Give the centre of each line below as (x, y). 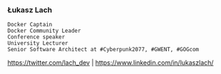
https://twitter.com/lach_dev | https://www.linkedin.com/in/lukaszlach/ (110, 63)
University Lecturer (38, 43)
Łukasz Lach (30, 10)
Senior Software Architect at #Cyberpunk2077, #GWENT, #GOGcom (103, 50)
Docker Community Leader (44, 31)
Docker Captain (30, 25)
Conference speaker (36, 37)
